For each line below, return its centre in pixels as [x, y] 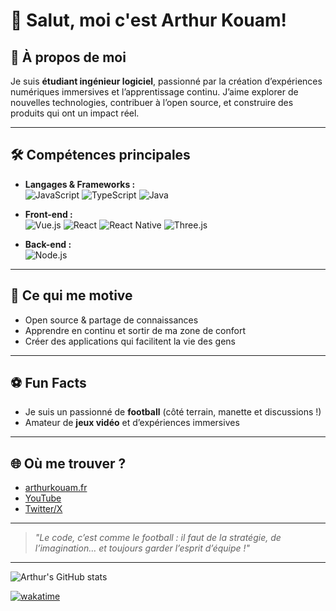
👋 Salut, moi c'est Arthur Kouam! [148, 20]
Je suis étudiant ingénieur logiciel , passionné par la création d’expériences [166, 81]
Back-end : [48, 244]
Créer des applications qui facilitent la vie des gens [130, 341]
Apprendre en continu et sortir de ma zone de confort [135, 330]
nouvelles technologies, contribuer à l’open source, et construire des [152, 102]
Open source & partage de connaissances [111, 320]
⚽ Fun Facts [48, 383]
